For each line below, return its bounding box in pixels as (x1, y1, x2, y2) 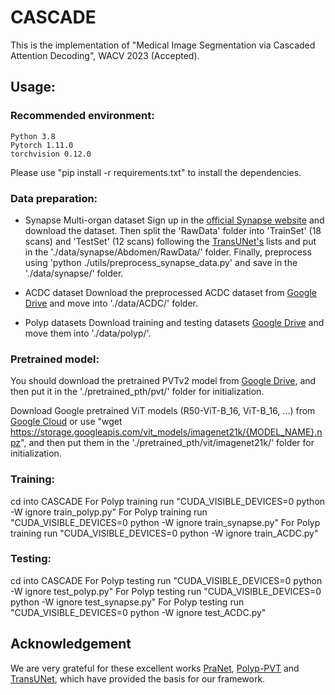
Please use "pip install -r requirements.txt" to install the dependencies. (10, 166, 302, 178)
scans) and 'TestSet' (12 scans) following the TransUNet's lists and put (24, 235, 317, 247)
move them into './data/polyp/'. (24, 327, 152, 339)
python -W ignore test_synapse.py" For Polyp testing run (10, 596, 245, 608)
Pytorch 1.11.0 (10, 140, 74, 150)
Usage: (10, 79, 57, 96)
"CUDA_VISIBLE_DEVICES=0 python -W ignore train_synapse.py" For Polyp (10, 516, 321, 528)
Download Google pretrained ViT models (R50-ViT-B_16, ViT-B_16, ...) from (10, 405, 316, 417)
